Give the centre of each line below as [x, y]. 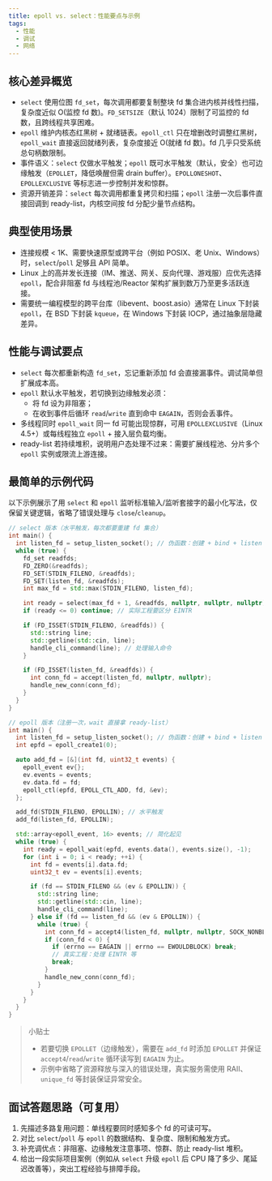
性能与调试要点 [46, 352]
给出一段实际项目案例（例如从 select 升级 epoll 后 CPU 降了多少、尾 [135, 1158]
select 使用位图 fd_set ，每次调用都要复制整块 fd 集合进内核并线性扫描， [141, 101]
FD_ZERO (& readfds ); [56, 566]
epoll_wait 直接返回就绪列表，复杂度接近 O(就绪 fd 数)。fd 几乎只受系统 [140, 142]
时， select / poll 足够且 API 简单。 [76, 262]
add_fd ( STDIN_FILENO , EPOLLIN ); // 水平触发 [89, 812]
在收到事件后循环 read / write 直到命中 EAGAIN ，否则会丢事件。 [134, 413]
